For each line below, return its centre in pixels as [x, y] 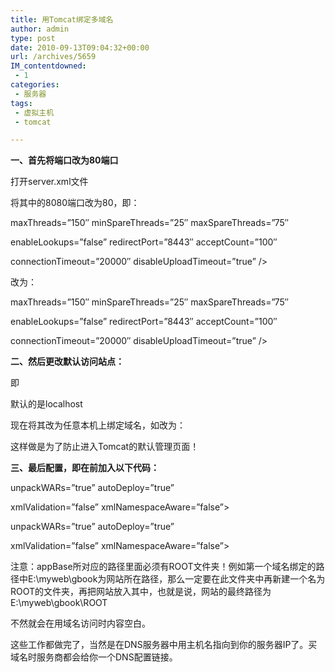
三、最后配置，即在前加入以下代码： [85, 468]
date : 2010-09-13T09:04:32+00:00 [80, 47]
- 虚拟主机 [34, 112]
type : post [33, 38]
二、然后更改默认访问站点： [67, 362]
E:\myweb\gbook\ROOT [59, 603]
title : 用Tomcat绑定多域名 [62, 19]
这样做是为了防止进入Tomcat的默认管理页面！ [105, 447]
